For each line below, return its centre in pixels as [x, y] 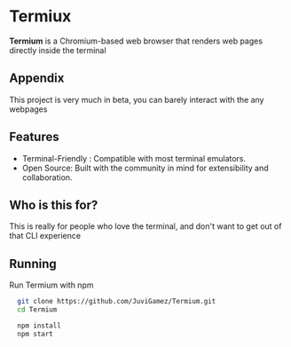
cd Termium [37, 310]
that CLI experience [45, 236]
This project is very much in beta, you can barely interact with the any [137, 99]
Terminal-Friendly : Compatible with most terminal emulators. [134, 158]
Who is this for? [54, 205]
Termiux [40, 16]
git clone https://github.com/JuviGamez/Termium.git [117, 302]
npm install [39, 326]
